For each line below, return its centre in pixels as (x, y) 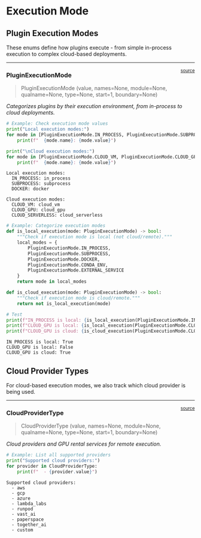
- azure (21, 498)
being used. (21, 391)
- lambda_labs (29, 503)
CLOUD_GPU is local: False (40, 347)
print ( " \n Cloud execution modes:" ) (51, 151)
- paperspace (28, 519)
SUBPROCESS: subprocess (41, 184)
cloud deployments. (31, 113)
